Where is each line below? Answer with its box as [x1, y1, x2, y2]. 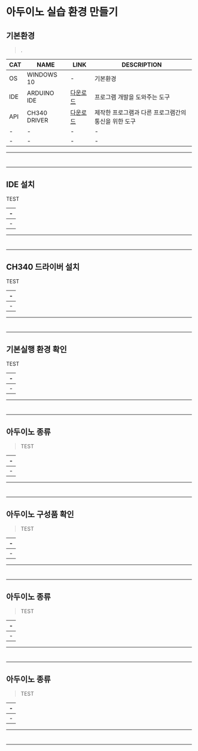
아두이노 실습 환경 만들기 [6, 5, 118, 19]
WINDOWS [27, 71, 58, 78]
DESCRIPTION [121, 61, 162, 68]
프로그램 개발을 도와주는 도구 [94, 93, 170, 101]
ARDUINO [27, 89, 54, 97]
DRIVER [27, 116, 48, 124]
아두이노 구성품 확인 [6, 509, 74, 519]
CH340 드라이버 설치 [6, 262, 80, 272]
